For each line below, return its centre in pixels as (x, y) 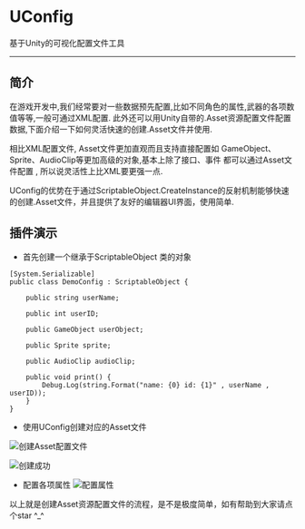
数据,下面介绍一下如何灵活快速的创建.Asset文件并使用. (111, 129)
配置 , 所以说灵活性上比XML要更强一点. (90, 171)
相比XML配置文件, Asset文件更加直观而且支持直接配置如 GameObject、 (143, 148)
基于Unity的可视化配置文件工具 (67, 43)
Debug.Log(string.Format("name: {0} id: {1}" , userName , (156, 385)
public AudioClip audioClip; (81, 361)
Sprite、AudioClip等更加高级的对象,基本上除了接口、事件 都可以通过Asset (147, 160)
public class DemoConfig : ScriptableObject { (99, 282)
